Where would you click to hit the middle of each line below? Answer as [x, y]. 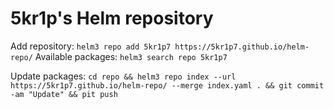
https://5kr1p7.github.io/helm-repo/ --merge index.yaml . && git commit [167, 85]
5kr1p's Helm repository [112, 18]
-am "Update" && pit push [64, 94]
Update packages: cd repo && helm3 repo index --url [123, 76]
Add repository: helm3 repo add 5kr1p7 [91, 46]
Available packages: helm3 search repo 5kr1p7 [131, 56]
